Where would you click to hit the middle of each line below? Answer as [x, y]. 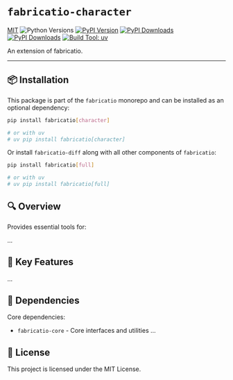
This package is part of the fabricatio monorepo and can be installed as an [115, 100]
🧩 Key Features [41, 262]
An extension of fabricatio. [45, 51]
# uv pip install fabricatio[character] [67, 139]
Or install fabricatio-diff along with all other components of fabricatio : [112, 153]
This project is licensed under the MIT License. [74, 369]
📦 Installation [38, 80]
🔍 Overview [34, 207]
